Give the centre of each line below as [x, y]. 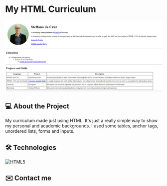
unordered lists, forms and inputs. [40, 131]
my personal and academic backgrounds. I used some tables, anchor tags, [82, 126]
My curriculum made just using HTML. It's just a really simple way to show [82, 121]
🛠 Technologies [31, 147]
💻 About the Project [37, 106]
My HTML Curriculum [51, 9]
